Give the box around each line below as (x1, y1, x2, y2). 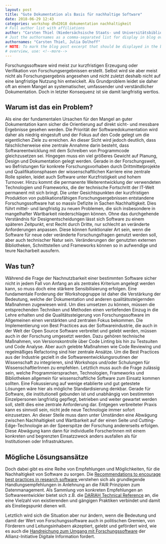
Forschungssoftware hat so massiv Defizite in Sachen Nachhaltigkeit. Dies (5, 200, 157, 206)
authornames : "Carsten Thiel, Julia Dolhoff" (5, 40, 100, 45)
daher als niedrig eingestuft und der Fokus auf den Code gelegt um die (5, 132, 150, 138)
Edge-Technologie (5, 423, 43, 429)
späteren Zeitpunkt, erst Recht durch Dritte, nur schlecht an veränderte (5, 221, 150, 227)
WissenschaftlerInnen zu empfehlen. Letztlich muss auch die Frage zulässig (5, 365, 160, 371)
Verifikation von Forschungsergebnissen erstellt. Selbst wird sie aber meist (5, 67, 158, 73)
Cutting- (138, 417, 156, 424)
